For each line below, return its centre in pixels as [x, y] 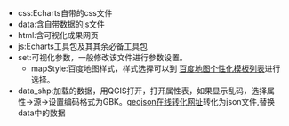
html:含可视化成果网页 [58, 35]
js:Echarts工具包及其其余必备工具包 [83, 46]
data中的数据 [41, 113]
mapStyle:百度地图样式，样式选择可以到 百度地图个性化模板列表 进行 [156, 68]
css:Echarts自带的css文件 [65, 13]
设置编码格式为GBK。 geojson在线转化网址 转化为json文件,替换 [162, 102]
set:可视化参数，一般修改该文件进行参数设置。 [102, 57]
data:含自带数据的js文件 [61, 24]
